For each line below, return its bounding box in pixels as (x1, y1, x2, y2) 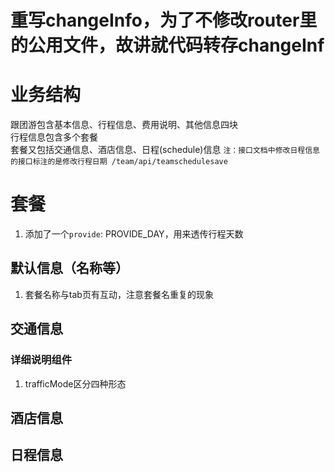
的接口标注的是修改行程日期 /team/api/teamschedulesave (10, 157, 228, 167)
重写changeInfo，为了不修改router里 (10, 9, 318, 32)
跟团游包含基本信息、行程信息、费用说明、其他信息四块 (10, 119, 238, 131)
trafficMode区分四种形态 (24, 377, 127, 390)
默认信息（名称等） (10, 260, 129, 277)
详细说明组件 (10, 353, 73, 367)
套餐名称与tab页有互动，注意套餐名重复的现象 (24, 288, 214, 300)
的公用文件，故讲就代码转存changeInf (10, 34, 325, 57)
